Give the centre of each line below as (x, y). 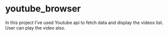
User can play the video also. (35, 27)
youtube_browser (43, 9)
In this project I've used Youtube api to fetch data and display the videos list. (84, 22)
